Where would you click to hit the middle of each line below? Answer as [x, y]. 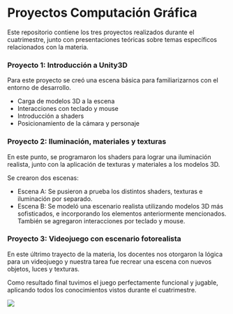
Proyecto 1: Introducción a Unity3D [67, 65]
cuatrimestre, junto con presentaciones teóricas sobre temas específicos [112, 39]
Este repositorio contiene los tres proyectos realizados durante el [101, 32]
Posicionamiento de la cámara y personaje [78, 124]
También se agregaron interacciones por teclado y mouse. [101, 220]
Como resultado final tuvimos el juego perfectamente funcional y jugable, [113, 282]
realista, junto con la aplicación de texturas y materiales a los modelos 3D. [114, 164]
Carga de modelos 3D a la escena [66, 101]
